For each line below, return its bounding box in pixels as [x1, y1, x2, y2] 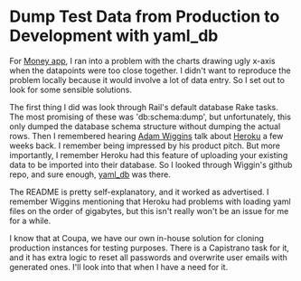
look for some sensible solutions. [9, 84, 133, 95]
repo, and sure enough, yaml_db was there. [9, 169, 172, 180]
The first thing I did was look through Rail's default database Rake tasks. [9, 101, 278, 112]
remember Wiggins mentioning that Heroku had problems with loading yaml [9, 196, 291, 207]
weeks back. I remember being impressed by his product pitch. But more [9, 140, 281, 151]
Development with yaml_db [9, 25, 219, 46]
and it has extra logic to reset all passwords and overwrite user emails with [9, 251, 287, 263]
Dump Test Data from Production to [9, 6, 280, 27]
